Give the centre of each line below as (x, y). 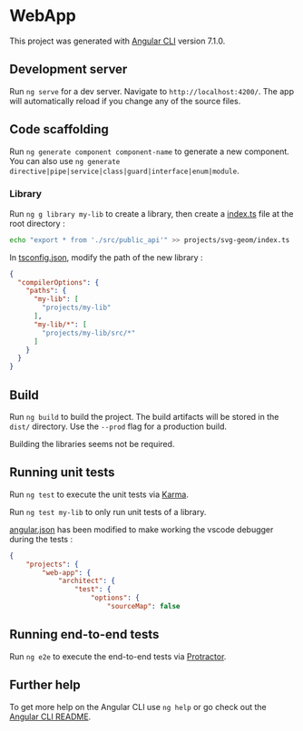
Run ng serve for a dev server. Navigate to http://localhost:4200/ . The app (152, 91)
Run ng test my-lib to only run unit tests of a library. (108, 512)
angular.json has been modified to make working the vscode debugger (142, 529)
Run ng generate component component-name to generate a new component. (150, 151)
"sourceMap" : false (143, 607)
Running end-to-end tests (84, 634)
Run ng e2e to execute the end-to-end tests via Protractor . (118, 656)
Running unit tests (62, 473)
